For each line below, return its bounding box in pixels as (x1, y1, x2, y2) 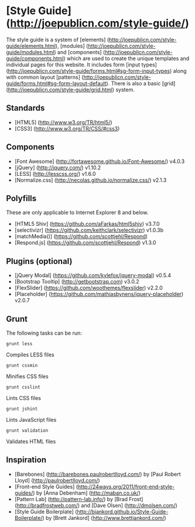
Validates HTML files (6, 438, 56, 445)
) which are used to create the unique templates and (63, 55, 190, 62)
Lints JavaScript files (6, 416, 57, 423)
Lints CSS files (6, 395, 41, 401)
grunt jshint (6, 406, 38, 412)
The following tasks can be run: (6, 329, 82, 336)
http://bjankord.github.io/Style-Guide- (77, 508, 169, 515)
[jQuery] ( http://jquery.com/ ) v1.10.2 (14, 164, 101, 171)
